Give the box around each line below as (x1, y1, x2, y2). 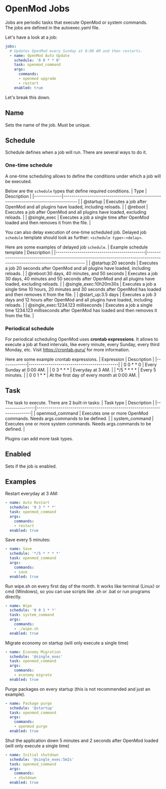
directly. (5, 594, 22, 600)
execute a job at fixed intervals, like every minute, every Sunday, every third (5, 341, 160, 347)
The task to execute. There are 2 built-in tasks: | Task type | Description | (5, 400, 155, 406)
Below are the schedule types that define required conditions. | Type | (5, 188, 147, 194)
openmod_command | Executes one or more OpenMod (36, 410, 149, 416)
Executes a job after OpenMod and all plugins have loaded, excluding (5, 209, 147, 215)
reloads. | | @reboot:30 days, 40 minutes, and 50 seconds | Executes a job (5, 270, 158, 276)
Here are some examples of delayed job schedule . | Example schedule (5, 244, 148, 250)
